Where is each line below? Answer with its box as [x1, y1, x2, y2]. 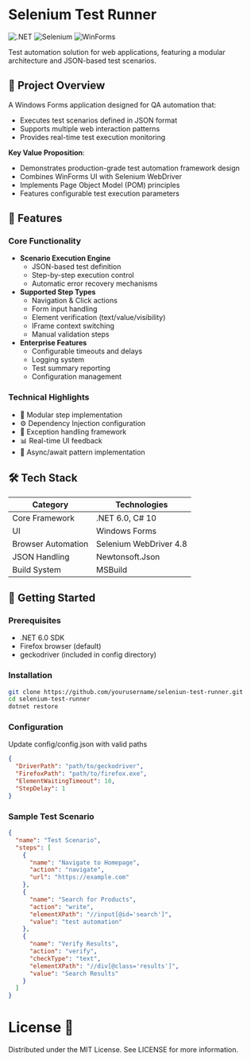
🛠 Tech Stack [8, 471, 78, 485]
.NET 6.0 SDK [19, 633, 65, 642]
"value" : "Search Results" [29, 969, 119, 977]
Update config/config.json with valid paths [8, 739, 148, 749]
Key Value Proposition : [8, 147, 85, 157]
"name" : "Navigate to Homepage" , [29, 858, 141, 867]
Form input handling [31, 304, 98, 314]
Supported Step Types [19, 287, 96, 297]
